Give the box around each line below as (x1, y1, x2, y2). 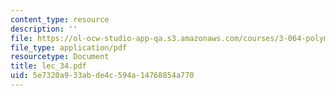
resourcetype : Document (10, 52, 110, 62)
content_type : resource (10, 14, 110, 25)
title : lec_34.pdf (10, 61, 87, 71)
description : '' (10, 24, 78, 34)
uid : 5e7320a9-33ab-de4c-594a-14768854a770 (10, 71, 195, 81)
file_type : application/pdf (10, 42, 128, 53)
